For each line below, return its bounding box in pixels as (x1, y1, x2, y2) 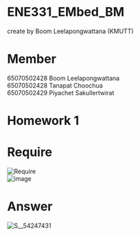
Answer (7, 199, 53, 215)
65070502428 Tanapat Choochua (7, 81, 103, 90)
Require (7, 144, 53, 160)
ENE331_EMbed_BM (7, 4, 125, 20)
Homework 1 (7, 113, 80, 128)
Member (7, 51, 57, 67)
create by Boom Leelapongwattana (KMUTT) (7, 27, 134, 35)
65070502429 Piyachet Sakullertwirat (7, 88, 115, 97)
